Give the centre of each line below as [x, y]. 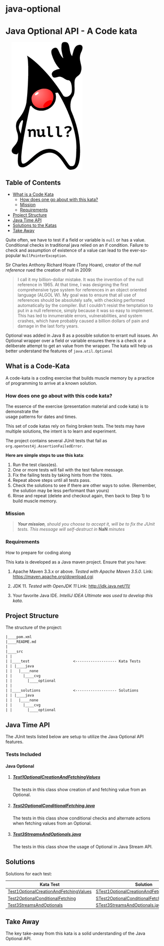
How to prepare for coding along [38, 552]
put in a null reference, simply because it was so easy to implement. [85, 310]
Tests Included [23, 754]
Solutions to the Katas [35, 225]
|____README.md [21, 642]
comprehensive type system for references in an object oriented [82, 290]
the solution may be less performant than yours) [61, 491]
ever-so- [138, 250]
